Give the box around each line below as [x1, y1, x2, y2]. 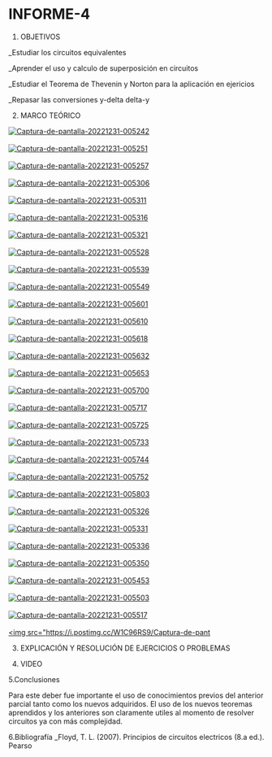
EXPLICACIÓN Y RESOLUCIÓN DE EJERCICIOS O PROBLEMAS [19, 643, 231, 653]
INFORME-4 [8, 5, 91, 24]
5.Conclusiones [8, 674, 60, 684]
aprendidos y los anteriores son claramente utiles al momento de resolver [8, 707, 254, 717]
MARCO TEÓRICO [19, 111, 81, 120]
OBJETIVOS [19, 32, 61, 41]
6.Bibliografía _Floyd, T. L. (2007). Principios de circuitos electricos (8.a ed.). [8, 732, 265, 742]
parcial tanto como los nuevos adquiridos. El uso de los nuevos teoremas [8, 698, 253, 708]
